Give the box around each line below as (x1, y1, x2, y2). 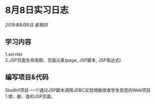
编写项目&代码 (5, 73, 49, 82)
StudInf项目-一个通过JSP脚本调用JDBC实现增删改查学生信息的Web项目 (5, 87, 151, 93)
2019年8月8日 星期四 (5, 22, 48, 28)
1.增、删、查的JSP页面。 (5, 93, 55, 99)
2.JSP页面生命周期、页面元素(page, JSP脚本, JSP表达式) (5, 57, 121, 63)
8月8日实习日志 (5, 4, 69, 16)
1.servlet (5, 51, 22, 57)
